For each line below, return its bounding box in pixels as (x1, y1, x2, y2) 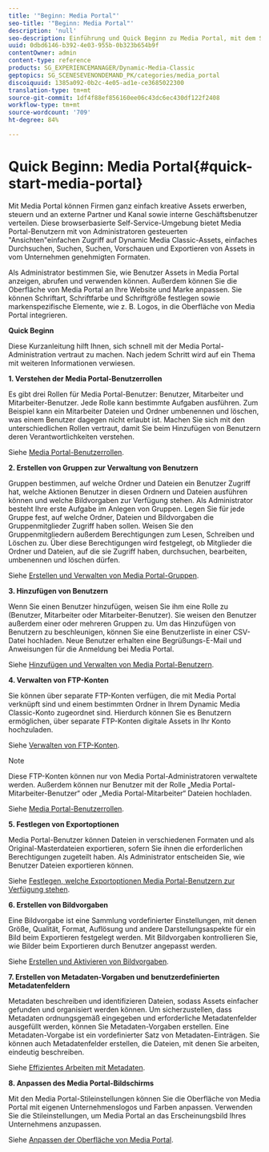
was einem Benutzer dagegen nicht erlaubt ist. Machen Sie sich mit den (8, 414, 246, 425)
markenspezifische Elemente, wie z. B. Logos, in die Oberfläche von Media (8, 301, 255, 311)
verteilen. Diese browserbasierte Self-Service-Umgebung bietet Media (8, 218, 242, 228)
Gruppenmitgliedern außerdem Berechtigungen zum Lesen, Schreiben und (8, 530, 255, 539)
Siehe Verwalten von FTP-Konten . (8, 740, 120, 750)
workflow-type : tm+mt (8, 101, 81, 109)
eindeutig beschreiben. (8, 1047, 85, 1057)
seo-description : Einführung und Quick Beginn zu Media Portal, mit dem (8, 34, 256, 42)
